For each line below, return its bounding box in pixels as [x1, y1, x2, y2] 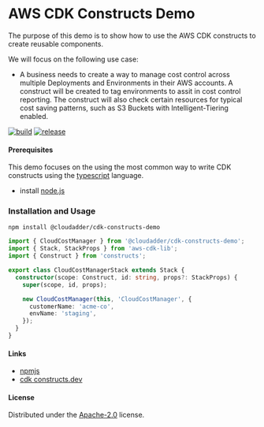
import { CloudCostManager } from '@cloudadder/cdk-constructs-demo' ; [8, 237, 245, 245]
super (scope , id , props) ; [22, 280, 108, 288]
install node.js [19, 186, 65, 195]
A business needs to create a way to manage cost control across [19, 69, 230, 79]
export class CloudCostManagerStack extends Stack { [8, 266, 185, 274]
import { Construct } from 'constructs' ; [8, 252, 147, 260]
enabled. [19, 111, 49, 121]
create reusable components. [8, 39, 104, 48]
